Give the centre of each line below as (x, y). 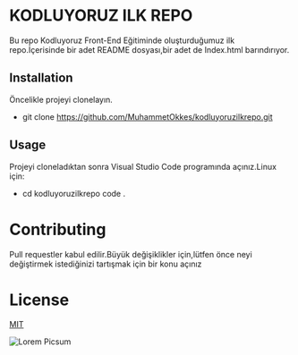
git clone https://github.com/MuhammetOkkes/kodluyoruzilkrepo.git (147, 116)
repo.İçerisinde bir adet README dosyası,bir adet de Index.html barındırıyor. (149, 49)
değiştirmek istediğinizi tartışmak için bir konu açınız (106, 264)
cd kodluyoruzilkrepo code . (74, 193)
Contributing (58, 229)
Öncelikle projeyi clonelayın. (61, 99)
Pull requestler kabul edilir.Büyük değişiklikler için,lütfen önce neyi (131, 254)
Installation (41, 78)
